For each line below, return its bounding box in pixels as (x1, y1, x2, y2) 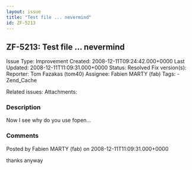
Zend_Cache (6, 77, 37, 84)
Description (6, 103, 41, 112)
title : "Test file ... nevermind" (6, 14, 92, 20)
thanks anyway (6, 156, 43, 164)
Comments (6, 132, 39, 140)
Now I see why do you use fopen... (6, 117, 91, 124)
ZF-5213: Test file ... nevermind (6, 42, 125, 52)
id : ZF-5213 (6, 20, 36, 26)
